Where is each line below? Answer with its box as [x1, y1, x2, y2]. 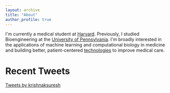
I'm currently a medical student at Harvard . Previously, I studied [5, 31, 140, 37]
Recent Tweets [5, 65, 70, 77]
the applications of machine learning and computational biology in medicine [5, 42, 165, 48]
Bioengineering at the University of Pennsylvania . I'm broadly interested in [5, 36, 162, 42]
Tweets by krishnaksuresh [5, 82, 61, 88]
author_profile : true [5, 17, 52, 22]
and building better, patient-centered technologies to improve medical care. [5, 47, 165, 54]
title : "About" [5, 12, 38, 17]
